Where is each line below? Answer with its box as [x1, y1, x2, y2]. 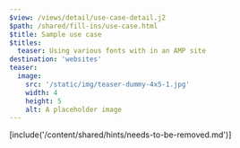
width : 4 [25, 88, 58, 97]
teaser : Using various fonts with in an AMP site [17, 47, 206, 56]
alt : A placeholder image [25, 105, 123, 114]
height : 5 [25, 96, 63, 106]
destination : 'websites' [9, 55, 102, 64]
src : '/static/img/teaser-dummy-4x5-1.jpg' [25, 80, 191, 89]
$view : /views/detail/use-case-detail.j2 [9, 13, 167, 22]
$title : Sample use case [9, 30, 102, 39]
